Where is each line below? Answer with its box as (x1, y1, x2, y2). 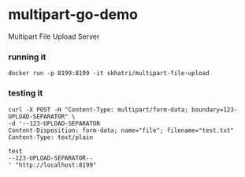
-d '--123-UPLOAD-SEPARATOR (8, 119, 101, 127)
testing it (8, 88, 43, 99)
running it (8, 51, 46, 62)
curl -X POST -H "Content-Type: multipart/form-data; (8, 105, 189, 114)
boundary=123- (191, 105, 238, 114)
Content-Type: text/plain (8, 133, 93, 141)
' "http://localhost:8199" (8, 160, 97, 169)
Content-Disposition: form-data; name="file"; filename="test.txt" (8, 126, 235, 134)
